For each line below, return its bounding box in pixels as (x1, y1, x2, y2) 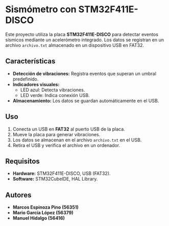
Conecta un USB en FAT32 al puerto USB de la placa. (12, 126, 125, 132)
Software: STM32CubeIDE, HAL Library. (12, 176, 98, 182)
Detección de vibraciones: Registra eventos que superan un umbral (12, 70, 157, 77)
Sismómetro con (5, 4, 77, 15)
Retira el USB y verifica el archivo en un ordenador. (12, 142, 120, 148)
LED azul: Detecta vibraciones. (20, 87, 85, 93)
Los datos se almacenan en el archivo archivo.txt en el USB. (12, 137, 142, 143)
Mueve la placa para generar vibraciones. (12, 131, 101, 137)
